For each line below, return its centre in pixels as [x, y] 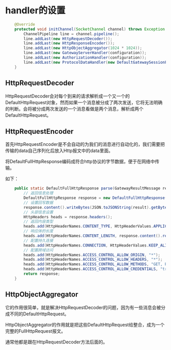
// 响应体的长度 [38, 231]
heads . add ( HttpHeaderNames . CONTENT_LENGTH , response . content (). [93, 236]
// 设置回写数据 [38, 203]
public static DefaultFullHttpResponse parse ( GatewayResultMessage [87, 189]
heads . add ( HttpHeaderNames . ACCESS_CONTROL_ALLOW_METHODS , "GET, [93, 264]
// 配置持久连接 [38, 240]
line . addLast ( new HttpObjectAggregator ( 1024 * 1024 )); [83, 48]
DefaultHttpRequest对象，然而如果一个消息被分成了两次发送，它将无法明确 [84, 102]
